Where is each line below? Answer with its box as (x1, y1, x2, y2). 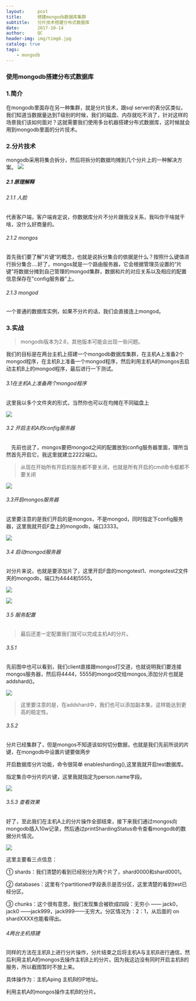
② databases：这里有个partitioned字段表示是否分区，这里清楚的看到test (6, 881, 182, 888)
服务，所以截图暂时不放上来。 (6, 964, 78, 971)
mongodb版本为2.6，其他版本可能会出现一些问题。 (20, 338, 143, 345)
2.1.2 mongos (6, 235, 38, 242)
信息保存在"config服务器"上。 (6, 275, 78, 282)
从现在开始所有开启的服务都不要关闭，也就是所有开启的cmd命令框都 (20, 463, 185, 470)
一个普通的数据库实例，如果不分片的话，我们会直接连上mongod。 (6, 308, 164, 315)
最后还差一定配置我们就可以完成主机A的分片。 (20, 630, 132, 638)
